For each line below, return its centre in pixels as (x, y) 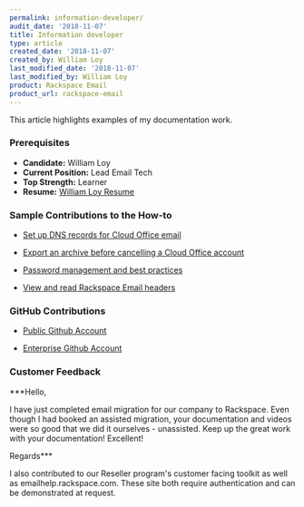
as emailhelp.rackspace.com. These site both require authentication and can (152, 483)
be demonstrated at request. (63, 492)
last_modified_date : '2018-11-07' (75, 69)
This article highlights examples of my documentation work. (121, 120)
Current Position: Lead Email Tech (87, 172)
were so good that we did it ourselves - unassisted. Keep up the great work (150, 428)
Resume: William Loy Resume (78, 191)
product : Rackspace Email (58, 85)
